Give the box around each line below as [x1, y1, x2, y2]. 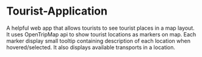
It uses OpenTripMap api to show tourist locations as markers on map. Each [6, 30, 197, 38]
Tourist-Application [6, 4, 108, 18]
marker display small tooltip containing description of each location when [6, 37, 191, 44]
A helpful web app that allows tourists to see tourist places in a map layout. [6, 24, 195, 32]
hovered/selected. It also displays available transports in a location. [6, 44, 176, 51]
